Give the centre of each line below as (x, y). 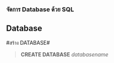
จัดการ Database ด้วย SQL (40, 9)
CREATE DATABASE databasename (64, 54)
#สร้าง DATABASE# (28, 42)
